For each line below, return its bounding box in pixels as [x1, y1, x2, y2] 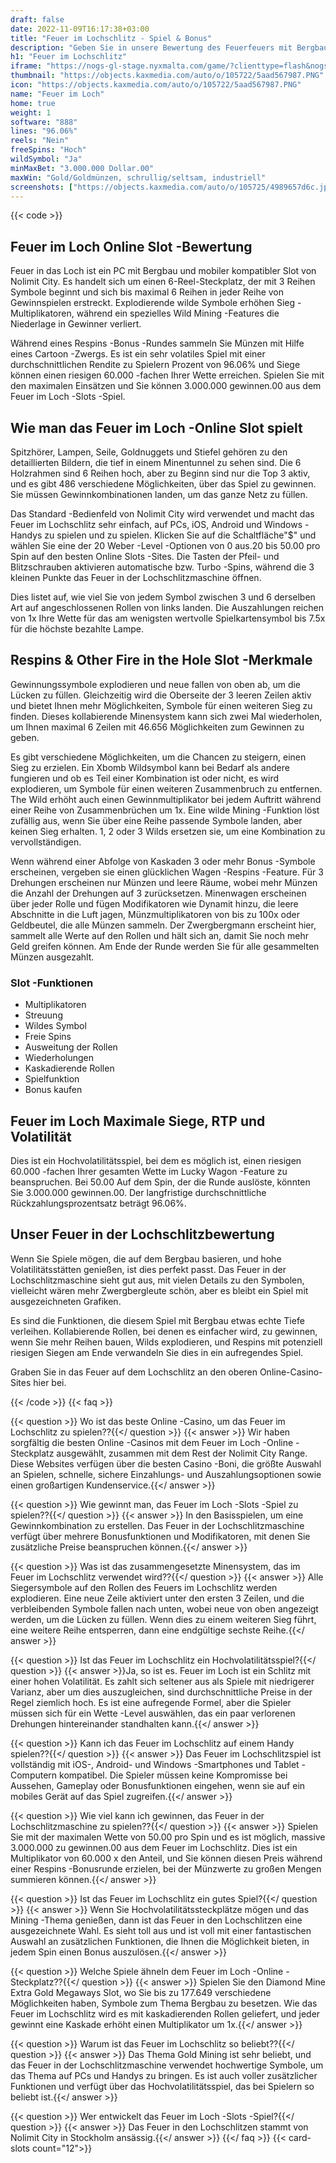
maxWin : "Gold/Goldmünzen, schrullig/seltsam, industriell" [10, 172, 267, 183]
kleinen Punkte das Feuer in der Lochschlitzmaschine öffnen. [10, 572, 262, 583]
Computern [10, 1769, 58, 1781]
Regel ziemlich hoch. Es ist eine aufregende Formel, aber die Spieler [10, 1696, 292, 1708]
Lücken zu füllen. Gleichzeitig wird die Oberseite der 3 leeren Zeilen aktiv [10, 689, 312, 701]
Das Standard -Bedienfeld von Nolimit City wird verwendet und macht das [10, 508, 315, 520]
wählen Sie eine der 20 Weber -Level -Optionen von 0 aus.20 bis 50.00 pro [10, 540, 321, 551]
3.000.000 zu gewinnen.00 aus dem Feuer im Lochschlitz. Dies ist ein [10, 1841, 298, 1853]
